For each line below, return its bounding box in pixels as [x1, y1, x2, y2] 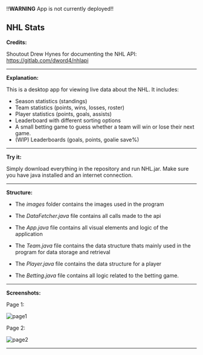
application [14, 230, 43, 237]
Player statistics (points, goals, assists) [14, 110, 112, 117]
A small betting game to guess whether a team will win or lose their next [14, 123, 195, 130]
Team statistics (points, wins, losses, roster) [14, 104, 125, 111]
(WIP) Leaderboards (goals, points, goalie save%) [14, 136, 140, 143]
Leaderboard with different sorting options [14, 117, 121, 124]
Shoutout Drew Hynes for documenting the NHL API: [6, 50, 137, 57]
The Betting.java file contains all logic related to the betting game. [14, 272, 179, 279]
